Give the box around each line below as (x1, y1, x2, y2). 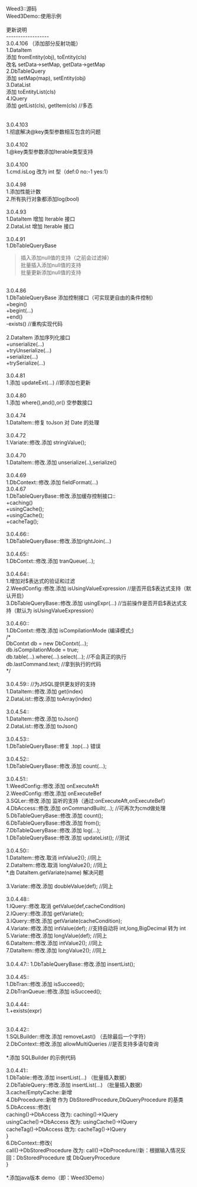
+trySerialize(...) (6, 359, 45, 367)
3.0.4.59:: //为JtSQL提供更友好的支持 (6, 680, 96, 687)
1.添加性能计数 (6, 188, 41, 195)
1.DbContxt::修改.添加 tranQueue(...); (6, 557, 96, 565)
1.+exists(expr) (6, 1007, 42, 1014)
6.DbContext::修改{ (6, 1140, 52, 1146)
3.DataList (6, 82, 31, 88)
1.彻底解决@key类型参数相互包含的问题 (6, 128, 101, 135)
